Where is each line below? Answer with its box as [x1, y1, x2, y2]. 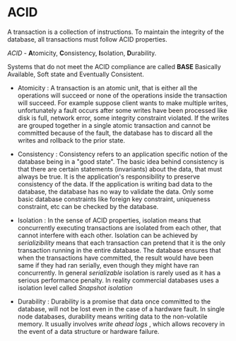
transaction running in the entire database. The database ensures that [17, 246, 221, 254]
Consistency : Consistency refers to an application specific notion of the [17, 150, 228, 158]
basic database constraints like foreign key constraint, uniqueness [17, 195, 211, 203]
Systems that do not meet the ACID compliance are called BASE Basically [7, 62, 221, 71]
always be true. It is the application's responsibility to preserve [17, 172, 200, 181]
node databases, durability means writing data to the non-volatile [17, 312, 208, 321]
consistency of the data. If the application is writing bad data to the [17, 179, 213, 188]
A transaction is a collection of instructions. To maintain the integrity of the [7, 28, 225, 36]
